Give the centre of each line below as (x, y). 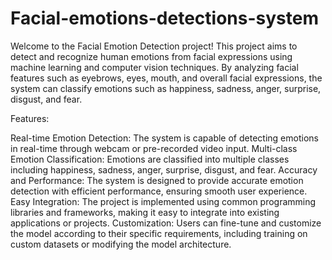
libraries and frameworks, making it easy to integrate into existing (145, 212)
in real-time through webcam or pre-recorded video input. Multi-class (154, 148)
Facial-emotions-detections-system (164, 18)
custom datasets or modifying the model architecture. (121, 244)
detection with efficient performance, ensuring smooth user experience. (159, 191)
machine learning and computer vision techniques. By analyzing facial (154, 67)
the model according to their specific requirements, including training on (159, 233)
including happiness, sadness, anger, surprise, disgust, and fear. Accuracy (164, 169)
